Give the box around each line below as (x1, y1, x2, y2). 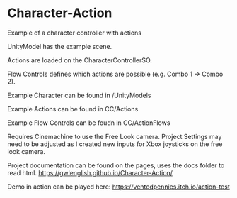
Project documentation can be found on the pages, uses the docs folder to (7, 161, 225, 170)
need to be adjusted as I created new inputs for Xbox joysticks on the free (7, 140, 223, 148)
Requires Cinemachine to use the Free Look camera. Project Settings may (7, 132, 222, 141)
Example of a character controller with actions (7, 28, 141, 37)
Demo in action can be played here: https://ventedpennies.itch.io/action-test (7, 182, 230, 191)
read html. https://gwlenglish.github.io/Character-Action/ (7, 168, 173, 177)
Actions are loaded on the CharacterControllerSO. (7, 55, 152, 65)
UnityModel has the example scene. (7, 42, 112, 50)
